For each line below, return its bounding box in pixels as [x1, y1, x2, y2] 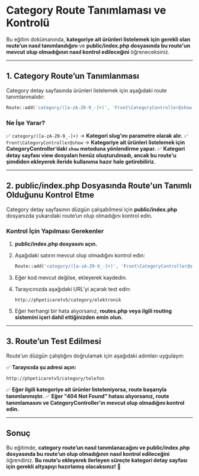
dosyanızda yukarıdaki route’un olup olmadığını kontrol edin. [6, 212, 153, 219]
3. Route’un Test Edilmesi [6, 336, 102, 347]
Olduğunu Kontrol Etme [6, 190, 95, 200]
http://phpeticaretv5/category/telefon [6, 375, 105, 381]
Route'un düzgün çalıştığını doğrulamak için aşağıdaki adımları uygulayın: [6, 352, 185, 359]
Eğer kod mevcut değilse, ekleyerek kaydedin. [14, 274, 127, 281]
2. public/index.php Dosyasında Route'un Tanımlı [6, 181, 192, 191]
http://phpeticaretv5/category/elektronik [14, 297, 121, 303]
